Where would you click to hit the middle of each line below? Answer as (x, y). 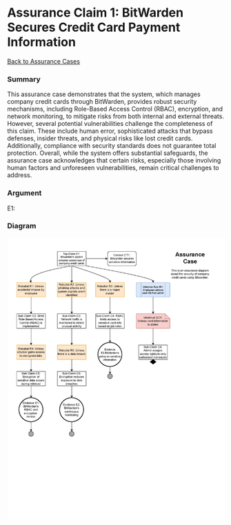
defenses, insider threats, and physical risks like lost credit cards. (100, 138)
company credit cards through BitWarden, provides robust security (102, 102)
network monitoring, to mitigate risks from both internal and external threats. (115, 116)
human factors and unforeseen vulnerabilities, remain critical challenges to (113, 168)
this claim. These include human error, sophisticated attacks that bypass (110, 131)
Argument (24, 193)
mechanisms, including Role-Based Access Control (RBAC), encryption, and (115, 109)
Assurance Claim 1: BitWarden (96, 13)
